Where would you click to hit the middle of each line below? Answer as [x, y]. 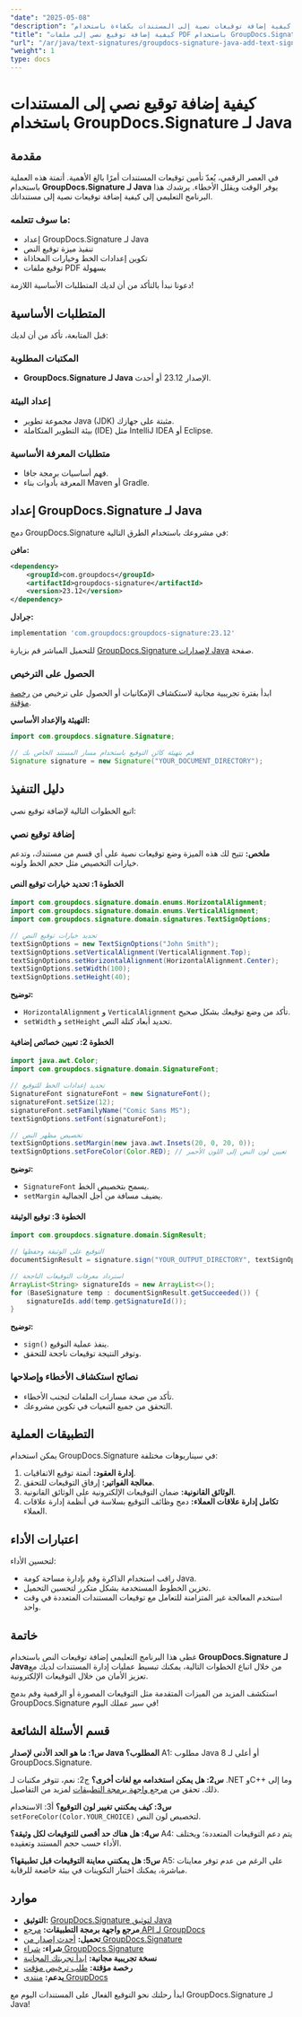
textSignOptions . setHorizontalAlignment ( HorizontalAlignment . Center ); [145, 960]
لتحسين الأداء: [33, 1561]
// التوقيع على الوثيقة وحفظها [57, 1252]
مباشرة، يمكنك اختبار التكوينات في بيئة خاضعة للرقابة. [99, 1870]
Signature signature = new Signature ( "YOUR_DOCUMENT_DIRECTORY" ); [137, 761]
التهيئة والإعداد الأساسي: [50, 720]
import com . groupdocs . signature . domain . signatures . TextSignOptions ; [141, 920]
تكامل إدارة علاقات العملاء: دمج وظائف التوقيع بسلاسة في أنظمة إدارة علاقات [151, 1502]
